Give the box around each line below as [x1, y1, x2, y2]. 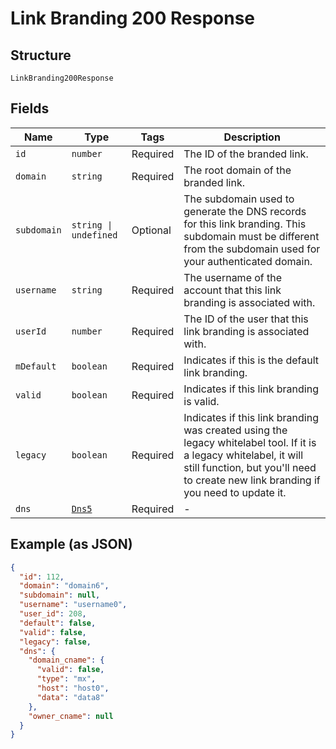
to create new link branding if [183, 473, 321, 487]
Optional [131, 223, 172, 237]
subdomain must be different [183, 229, 320, 243]
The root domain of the [183, 163, 292, 177]
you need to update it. [183, 485, 287, 499]
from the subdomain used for [183, 242, 321, 256]
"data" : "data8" [36, 692, 105, 702]
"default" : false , [19, 618, 97, 628]
